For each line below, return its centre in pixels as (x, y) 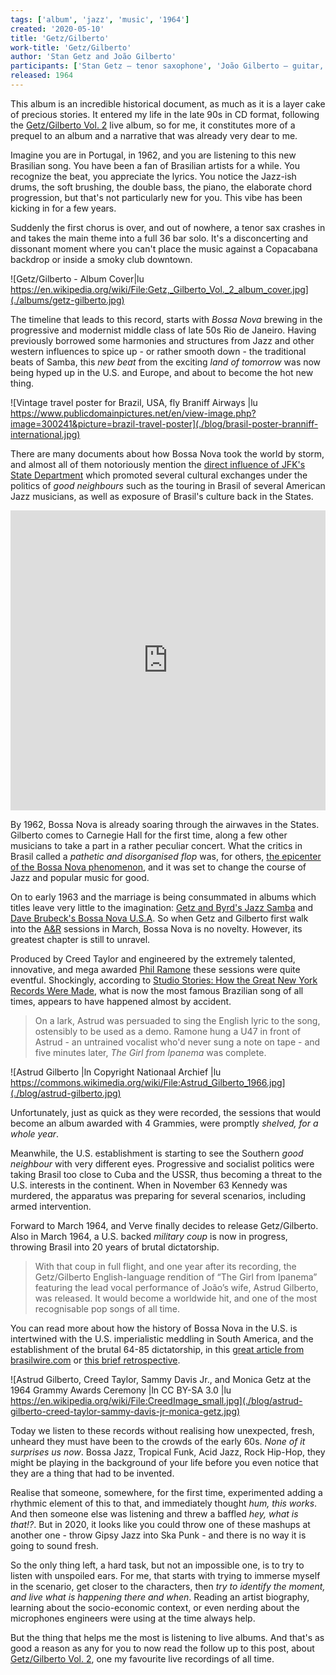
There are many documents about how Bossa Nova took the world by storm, (167, 453)
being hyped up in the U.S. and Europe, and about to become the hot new (162, 372)
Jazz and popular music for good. (80, 877)
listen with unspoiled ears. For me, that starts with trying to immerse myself (165, 1575)
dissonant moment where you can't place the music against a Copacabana (164, 248)
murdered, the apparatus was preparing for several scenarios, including (158, 1195)
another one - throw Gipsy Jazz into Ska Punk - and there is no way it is (158, 1535)
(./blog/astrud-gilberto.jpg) (66, 1093)
